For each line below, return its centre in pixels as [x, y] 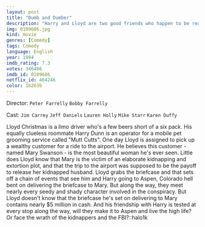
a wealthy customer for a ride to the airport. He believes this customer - [96, 146]
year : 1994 [20, 57]
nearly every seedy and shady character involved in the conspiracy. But [96, 192]
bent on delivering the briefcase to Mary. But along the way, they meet [95, 185]
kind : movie [21, 35]
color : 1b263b [24, 86]
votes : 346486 [24, 69]
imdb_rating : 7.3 [28, 63]
